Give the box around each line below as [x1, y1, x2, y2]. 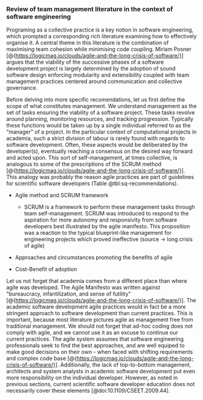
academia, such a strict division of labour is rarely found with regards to [6, 135, 185, 142]
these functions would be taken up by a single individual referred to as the [6, 122, 191, 129]
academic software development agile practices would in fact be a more [6, 303, 186, 311]
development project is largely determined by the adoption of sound [6, 65, 176, 72]
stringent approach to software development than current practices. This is [6, 310, 193, 317]
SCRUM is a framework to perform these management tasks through [24, 203, 195, 211]
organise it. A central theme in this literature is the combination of [6, 39, 169, 47]
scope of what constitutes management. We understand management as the [6, 103, 197, 110]
